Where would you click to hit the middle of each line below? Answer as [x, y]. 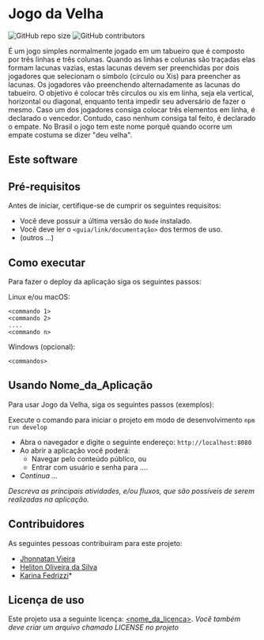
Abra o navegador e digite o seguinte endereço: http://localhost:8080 [136, 442]
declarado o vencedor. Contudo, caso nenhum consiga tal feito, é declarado [132, 118]
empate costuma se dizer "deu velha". [70, 134]
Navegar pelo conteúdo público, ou [89, 458]
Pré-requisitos [45, 186]
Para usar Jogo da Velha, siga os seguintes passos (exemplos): [111, 405]
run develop [28, 427]
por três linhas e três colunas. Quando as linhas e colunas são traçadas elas [132, 59]
